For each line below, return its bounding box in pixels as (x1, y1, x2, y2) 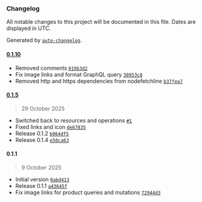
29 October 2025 (21, 105, 65, 112)
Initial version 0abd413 (15, 176, 70, 183)
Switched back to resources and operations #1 (15, 116, 132, 124)
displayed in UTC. (6, 24, 51, 32)
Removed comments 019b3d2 (15, 64, 88, 72)
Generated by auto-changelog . (6, 37, 82, 44)
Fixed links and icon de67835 (15, 123, 87, 130)
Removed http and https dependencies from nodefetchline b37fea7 (15, 77, 183, 84)
